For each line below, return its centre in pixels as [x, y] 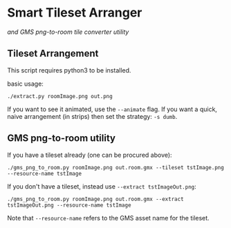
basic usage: [25, 84]
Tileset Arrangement [53, 54]
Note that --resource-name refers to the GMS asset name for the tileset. [108, 218]
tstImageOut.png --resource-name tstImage [69, 205]
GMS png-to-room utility [62, 139]
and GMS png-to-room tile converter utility [68, 32]
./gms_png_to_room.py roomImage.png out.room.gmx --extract [96, 199]
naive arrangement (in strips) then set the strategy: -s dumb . [92, 116]
